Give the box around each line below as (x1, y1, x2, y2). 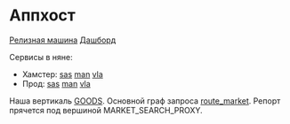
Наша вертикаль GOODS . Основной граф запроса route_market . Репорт (9, 95, 281, 106)
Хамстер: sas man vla (21, 68, 104, 80)
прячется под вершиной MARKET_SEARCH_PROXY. (9, 105, 203, 115)
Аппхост (9, 5, 76, 26)
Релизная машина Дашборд (9, 35, 117, 45)
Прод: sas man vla (21, 78, 91, 89)
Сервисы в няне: (9, 51, 73, 62)
